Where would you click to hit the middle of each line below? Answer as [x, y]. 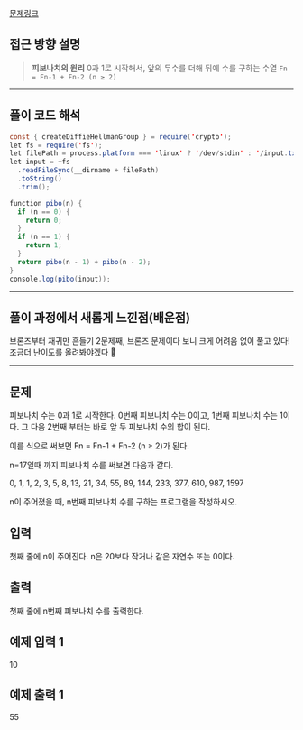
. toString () [40, 179]
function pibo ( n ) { [46, 203]
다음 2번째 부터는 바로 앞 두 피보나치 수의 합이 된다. [120, 427]
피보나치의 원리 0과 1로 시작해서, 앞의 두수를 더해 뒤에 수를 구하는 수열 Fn [159, 68]
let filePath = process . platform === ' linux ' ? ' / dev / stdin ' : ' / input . [149, 153]
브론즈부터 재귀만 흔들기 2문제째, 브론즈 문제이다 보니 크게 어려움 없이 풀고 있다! [150, 341]
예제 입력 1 [37, 642]
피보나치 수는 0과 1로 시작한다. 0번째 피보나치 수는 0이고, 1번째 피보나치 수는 [143, 416]
